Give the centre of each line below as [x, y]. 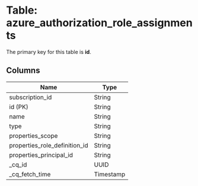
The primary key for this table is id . [49, 52]
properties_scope [33, 136]
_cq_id [18, 165]
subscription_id [31, 97]
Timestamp [110, 174]
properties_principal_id [41, 155]
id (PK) [19, 107]
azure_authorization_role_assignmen [99, 23]
